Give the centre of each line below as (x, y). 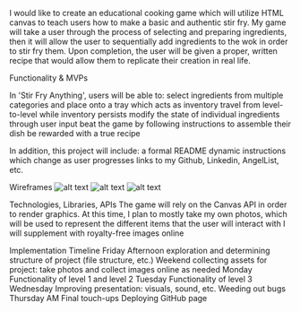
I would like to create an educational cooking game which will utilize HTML (147, 13)
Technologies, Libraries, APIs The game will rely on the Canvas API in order (148, 204)
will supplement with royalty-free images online (97, 233)
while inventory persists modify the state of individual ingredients (159, 114)
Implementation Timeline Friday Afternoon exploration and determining (140, 251)
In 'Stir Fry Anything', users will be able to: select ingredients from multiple (146, 95)
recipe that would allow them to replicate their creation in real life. (130, 61)
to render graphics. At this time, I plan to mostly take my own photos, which (149, 214)
